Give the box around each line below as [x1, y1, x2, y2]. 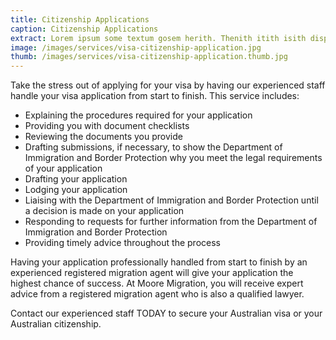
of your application [24, 162, 103, 175]
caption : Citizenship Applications [10, 24, 159, 34]
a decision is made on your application [24, 205, 185, 217]
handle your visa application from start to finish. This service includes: [10, 90, 300, 102]
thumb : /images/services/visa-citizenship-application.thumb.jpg [10, 52, 288, 62]
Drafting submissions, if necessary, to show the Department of [24, 141, 283, 153]
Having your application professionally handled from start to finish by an [10, 256, 308, 268]
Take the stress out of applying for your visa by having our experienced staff [10, 79, 326, 91]
